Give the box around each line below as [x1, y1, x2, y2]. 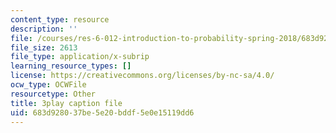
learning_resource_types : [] [10, 61, 132, 71]
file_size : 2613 [10, 42, 78, 53]
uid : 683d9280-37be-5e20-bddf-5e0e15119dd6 [10, 107, 195, 118]
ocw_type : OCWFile [10, 80, 87, 90]
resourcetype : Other [10, 89, 97, 99]
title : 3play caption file [10, 98, 123, 108]
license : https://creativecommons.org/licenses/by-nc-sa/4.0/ [10, 71, 275, 81]
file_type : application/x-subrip [10, 52, 150, 62]
